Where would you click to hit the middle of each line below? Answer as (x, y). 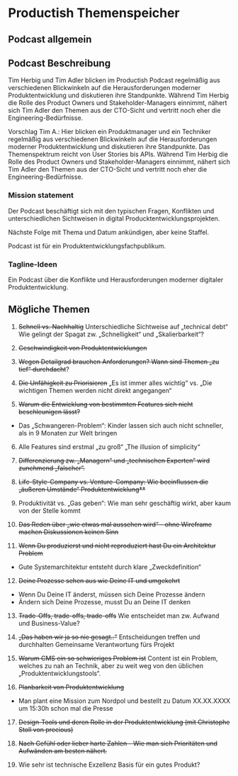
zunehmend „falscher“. (52, 468)
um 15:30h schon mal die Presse (66, 708)
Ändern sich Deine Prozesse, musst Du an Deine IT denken (104, 602)
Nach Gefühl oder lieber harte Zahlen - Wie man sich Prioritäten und (118, 743)
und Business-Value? (49, 623)
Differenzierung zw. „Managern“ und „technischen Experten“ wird (114, 460)
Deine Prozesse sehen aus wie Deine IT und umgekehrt (99, 580)
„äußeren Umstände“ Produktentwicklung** (82, 489)
